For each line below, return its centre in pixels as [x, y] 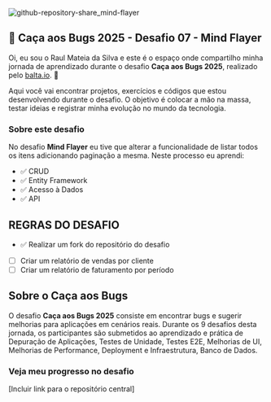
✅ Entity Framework [54, 181]
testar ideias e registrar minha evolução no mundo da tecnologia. [117, 108]
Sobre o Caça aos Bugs [68, 296]
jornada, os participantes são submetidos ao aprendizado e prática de [126, 333]
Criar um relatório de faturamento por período [97, 269]
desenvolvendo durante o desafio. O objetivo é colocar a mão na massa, [130, 99]
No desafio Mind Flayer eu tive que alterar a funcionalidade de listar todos [133, 147]
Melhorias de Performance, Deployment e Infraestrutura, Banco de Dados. [133, 350]
